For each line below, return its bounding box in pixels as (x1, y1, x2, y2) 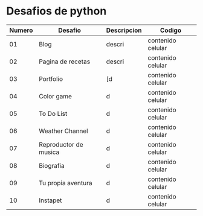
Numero (9, 26, 33, 34)
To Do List (39, 109, 68, 118)
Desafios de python (6, 4, 107, 18)
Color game (39, 92, 72, 100)
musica (39, 148, 60, 156)
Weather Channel (39, 127, 89, 135)
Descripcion (106, 26, 142, 34)
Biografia (39, 161, 65, 170)
